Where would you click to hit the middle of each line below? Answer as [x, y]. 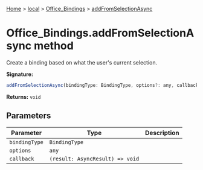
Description [162, 133]
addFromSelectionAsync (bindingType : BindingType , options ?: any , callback [102, 85]
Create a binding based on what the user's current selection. [82, 62]
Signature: [20, 74]
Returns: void [24, 96]
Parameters [29, 116]
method [54, 46]
